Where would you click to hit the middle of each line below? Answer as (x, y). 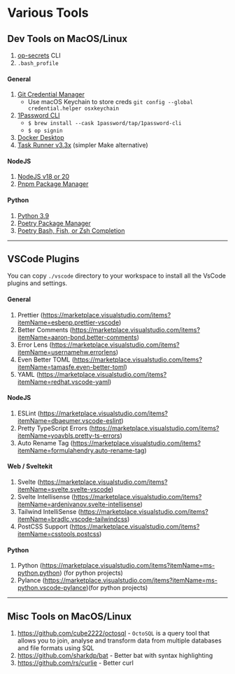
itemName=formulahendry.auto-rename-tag (81, 450)
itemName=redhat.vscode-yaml (63, 382)
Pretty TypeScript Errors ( (54, 428)
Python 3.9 (33, 215)
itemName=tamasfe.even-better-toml (71, 367)
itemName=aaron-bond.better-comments (77, 337)
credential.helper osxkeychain (73, 109)
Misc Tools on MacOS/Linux (69, 616)
